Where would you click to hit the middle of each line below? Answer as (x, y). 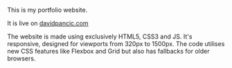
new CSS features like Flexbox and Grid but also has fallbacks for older (108, 51)
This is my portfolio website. (47, 10)
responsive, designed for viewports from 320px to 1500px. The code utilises (116, 44)
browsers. (21, 58)
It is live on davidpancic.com (48, 23)
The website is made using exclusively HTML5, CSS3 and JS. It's (100, 36)
